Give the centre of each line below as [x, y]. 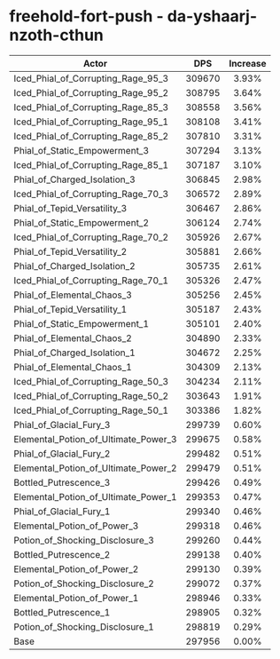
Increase [248, 63]
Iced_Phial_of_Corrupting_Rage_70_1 [91, 280]
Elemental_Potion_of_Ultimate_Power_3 [95, 439]
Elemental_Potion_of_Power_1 [76, 598]
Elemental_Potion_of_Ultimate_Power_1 [95, 496]
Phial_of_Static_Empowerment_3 [81, 150]
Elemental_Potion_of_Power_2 [76, 568]
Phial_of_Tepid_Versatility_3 [70, 208]
